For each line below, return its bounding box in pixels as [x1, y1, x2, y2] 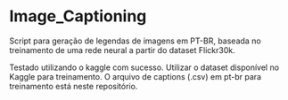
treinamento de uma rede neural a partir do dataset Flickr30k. [9, 44, 235, 55]
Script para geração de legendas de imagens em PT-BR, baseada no [9, 35, 261, 46]
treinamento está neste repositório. [9, 81, 138, 91]
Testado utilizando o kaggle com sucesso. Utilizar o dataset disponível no [9, 62, 279, 73]
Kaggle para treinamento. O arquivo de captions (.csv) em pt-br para [9, 71, 261, 81]
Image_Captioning [9, 6, 147, 27]
